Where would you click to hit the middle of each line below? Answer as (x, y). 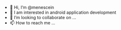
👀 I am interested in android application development (63, 12)
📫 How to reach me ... (32, 23)
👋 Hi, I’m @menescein (32, 7)
